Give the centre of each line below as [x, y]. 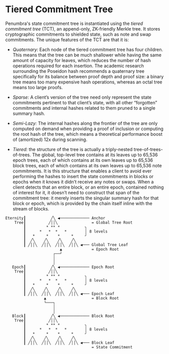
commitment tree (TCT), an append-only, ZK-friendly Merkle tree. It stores [83, 28]
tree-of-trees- [148, 149]
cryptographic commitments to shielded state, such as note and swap [78, 34]
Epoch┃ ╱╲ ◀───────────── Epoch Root [63, 267]
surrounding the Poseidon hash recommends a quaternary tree [78, 71]
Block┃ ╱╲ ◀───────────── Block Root [63, 316]
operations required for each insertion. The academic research [78, 66]
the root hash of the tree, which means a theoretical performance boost [88, 134]
